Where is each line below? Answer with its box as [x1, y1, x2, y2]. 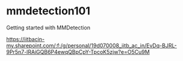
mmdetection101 [6, 4, 90, 18]
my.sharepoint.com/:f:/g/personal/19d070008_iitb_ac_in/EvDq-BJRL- [6, 42, 178, 49]
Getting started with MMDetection [6, 24, 90, 31]
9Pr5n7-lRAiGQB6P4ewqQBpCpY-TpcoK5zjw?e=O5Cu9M [6, 48, 150, 55]
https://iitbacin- [6, 35, 45, 42]
